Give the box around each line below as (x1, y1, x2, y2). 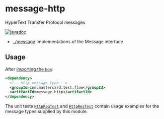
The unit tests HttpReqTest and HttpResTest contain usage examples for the (5, 103, 160, 109)
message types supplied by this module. (5, 109, 88, 115)
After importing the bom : (5, 66, 53, 72)
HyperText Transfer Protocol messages (5, 19, 85, 25)
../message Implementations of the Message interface (12, 38, 123, 45)
